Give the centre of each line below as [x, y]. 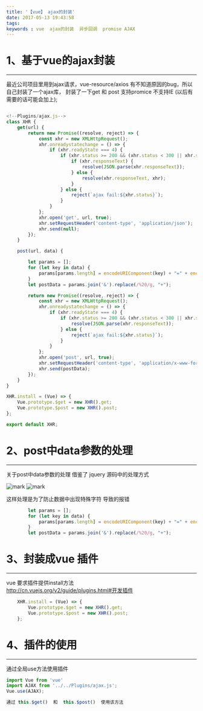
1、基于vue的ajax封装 [61, 61]
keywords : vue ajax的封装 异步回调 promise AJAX [71, 29]
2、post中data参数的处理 [69, 451]
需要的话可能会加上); [32, 99]
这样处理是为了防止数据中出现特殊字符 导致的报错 [68, 499]
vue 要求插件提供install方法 [40, 583]
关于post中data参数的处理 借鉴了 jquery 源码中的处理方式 [78, 474]
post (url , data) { [40, 251]
